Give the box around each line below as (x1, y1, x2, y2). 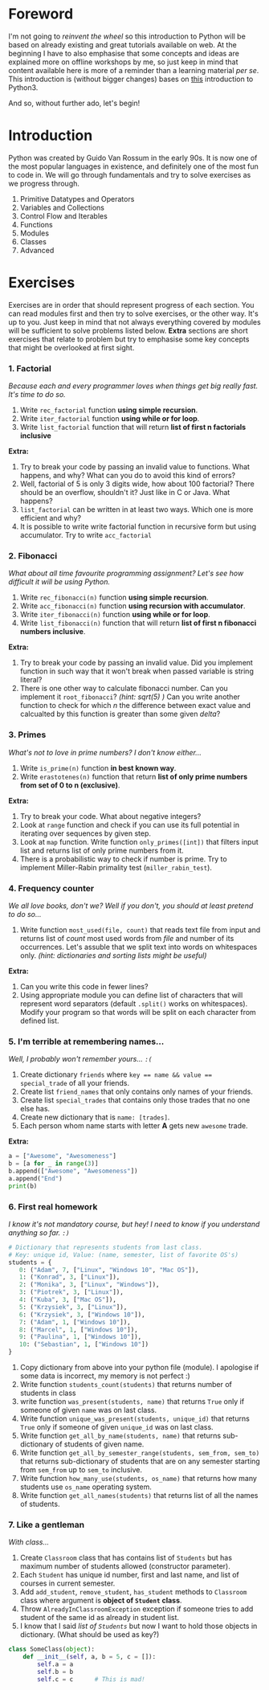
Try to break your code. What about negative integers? (19, 811, 202, 820)
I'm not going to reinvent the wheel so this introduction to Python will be (8, 31, 247, 41)
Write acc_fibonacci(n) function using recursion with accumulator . (19, 601, 247, 611)
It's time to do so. (8, 390, 66, 399)
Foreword (8, 5, 74, 23)
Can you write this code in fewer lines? (19, 982, 149, 991)
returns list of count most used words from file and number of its (19, 934, 234, 943)
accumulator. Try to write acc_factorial (19, 530, 153, 540)
